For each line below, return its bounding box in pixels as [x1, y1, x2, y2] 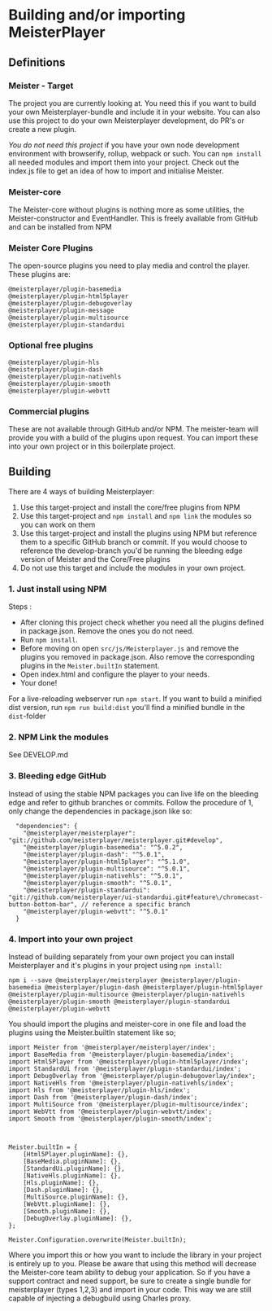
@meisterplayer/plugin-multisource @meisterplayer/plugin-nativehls [8, 991, 245, 999]
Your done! [19, 678, 58, 688]
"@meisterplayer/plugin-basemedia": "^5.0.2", [23, 843, 183, 852]
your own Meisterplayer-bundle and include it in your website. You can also [8, 107, 261, 116]
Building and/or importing [8, 6, 186, 24]
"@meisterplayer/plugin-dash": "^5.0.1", [23, 850, 165, 858]
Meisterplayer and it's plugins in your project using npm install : [8, 961, 222, 971]
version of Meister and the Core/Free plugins [19, 554, 171, 563]
